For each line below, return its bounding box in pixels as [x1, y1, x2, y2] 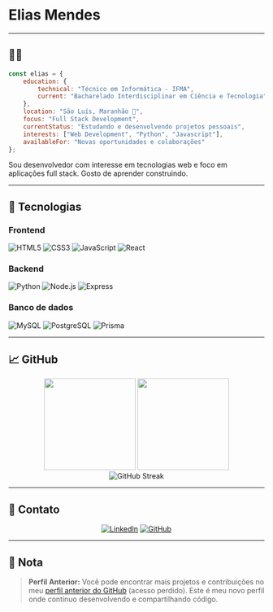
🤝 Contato [8, 502, 60, 516]
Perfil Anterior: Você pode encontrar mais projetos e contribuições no [28, 577, 265, 587]
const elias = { [8, 69, 63, 78]
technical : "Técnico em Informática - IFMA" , [37, 85, 195, 93]
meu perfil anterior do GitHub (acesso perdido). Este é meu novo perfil [28, 586, 265, 596]
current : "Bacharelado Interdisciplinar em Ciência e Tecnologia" [37, 92, 267, 101]
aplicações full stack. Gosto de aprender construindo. [8, 168, 188, 178]
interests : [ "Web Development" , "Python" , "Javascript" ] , [23, 130, 223, 138]
